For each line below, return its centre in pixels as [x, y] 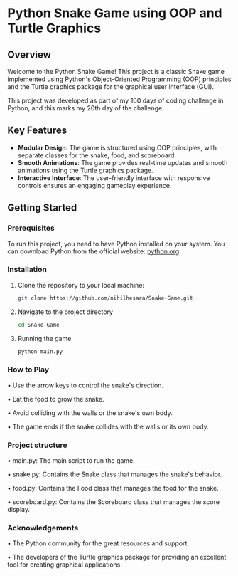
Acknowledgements [43, 528]
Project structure [37, 445]
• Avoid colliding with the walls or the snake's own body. [90, 413]
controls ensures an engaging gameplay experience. [94, 185]
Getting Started [42, 208]
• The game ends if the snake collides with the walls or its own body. [108, 426]
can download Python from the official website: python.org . [94, 251]
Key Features [37, 131]
